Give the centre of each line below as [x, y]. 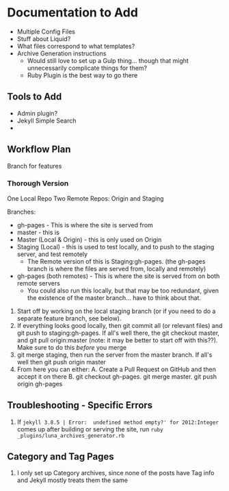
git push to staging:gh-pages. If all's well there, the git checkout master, [118, 333]
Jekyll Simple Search [46, 121]
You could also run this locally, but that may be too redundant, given [123, 290]
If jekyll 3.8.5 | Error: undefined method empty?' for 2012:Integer [118, 422]
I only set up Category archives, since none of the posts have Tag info [116, 473]
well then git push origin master [61, 362]
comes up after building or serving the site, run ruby [90, 429]
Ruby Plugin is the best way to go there [82, 75]
